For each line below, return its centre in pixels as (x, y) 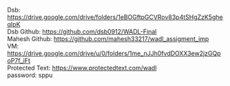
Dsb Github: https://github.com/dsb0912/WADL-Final (82, 31)
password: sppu (30, 75)
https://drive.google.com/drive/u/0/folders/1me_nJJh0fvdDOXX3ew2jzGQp (114, 53)
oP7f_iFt (19, 60)
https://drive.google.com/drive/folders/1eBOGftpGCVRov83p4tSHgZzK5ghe (115, 17)
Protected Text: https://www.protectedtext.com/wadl (82, 68)
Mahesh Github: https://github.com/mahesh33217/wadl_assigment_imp (108, 39)
